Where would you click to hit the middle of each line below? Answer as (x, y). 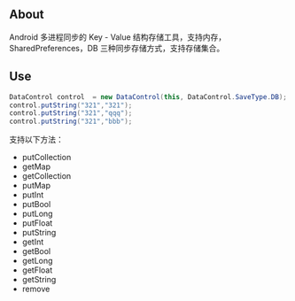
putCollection (47, 158)
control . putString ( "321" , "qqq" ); (71, 113)
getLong (37, 261)
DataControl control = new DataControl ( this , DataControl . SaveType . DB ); (148, 96)
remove (36, 289)
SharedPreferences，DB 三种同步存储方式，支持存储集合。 (117, 48)
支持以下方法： (36, 140)
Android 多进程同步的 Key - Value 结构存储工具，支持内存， (118, 37)
